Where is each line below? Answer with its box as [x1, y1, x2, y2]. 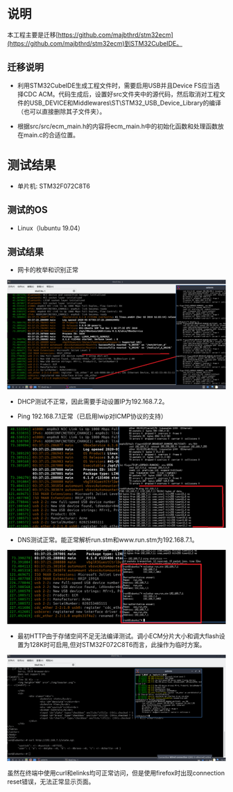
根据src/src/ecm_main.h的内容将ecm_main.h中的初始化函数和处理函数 [17, 122, 218, 130]
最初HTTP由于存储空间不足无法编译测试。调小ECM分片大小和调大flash [17, 632, 220, 640]
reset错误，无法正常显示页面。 [7, 777, 95, 786]
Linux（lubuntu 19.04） [17, 223, 85, 232]
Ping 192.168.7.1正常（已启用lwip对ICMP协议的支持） [17, 412, 168, 420]
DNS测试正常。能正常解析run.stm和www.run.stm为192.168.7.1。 [17, 535, 198, 544]
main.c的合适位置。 [23, 130, 80, 139]
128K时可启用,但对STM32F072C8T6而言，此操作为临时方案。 [29, 641, 206, 649]
